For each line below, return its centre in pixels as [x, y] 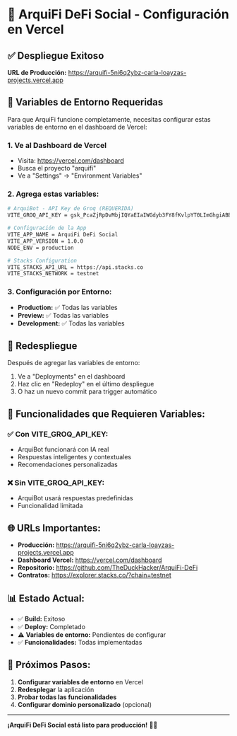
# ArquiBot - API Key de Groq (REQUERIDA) [71, 209]
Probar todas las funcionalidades [67, 697]
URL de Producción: [37, 73]
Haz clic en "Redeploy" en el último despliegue [86, 384]
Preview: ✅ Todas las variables [63, 315]
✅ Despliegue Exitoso [56, 56]
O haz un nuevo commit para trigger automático [87, 391]
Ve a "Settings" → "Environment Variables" [80, 176]
